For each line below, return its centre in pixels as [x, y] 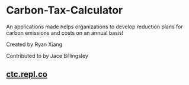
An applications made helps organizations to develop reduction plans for [95, 27]
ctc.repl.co [27, 74]
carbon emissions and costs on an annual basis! [65, 32]
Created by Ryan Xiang [34, 44]
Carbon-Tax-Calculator [65, 10]
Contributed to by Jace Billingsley [47, 55]
